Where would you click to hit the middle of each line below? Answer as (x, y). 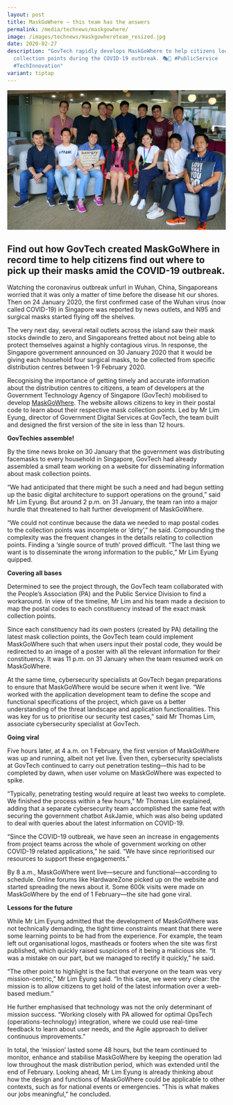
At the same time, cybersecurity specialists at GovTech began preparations (114, 680)
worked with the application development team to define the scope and (109, 694)
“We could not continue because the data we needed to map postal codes (113, 523)
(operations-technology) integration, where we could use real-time (103, 1022)
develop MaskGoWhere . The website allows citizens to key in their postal (111, 403)
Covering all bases (35, 573)
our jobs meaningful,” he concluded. (59, 1094)
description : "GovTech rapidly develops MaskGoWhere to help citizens (111, 51)
